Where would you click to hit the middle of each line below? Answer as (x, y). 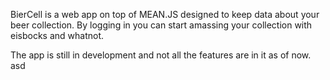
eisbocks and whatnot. (57, 35)
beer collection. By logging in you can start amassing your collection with (161, 25)
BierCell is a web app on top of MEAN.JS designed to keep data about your (165, 14)
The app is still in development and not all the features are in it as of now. (161, 55)
